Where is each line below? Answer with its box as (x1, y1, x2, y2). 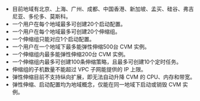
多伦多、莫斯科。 (28, 13, 71, 20)
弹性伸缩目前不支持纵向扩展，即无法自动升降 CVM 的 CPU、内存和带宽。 (12, 73, 196, 80)
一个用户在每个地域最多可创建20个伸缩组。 (12, 28, 121, 35)
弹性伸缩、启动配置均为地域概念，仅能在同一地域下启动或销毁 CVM (12, 81, 182, 88)
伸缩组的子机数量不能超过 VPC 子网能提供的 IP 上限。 (12, 66, 147, 73)
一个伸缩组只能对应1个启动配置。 (12, 36, 95, 42)
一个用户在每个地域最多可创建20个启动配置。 (12, 21, 126, 27)
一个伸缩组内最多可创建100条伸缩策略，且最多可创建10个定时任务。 (12, 58, 182, 65)
